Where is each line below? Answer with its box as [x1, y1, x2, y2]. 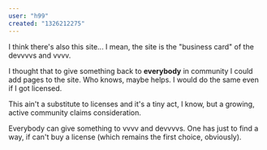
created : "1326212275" [8, 19, 85, 28]
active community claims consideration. [8, 107, 142, 118]
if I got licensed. [8, 83, 62, 93]
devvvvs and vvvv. [8, 50, 71, 60]
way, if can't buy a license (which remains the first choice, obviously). [8, 131, 242, 142]
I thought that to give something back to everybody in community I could [8, 66, 253, 75]
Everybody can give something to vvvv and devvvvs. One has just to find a [8, 123, 259, 133]
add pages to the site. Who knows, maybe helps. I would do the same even [8, 75, 260, 84]
